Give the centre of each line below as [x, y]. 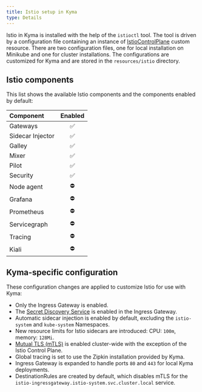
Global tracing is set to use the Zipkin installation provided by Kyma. [100, 357]
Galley [18, 146]
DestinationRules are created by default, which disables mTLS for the [101, 376]
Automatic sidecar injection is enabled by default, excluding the [94, 318]
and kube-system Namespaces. [72, 325]
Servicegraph [29, 224]
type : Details [24, 18]
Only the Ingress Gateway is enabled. [62, 305]
